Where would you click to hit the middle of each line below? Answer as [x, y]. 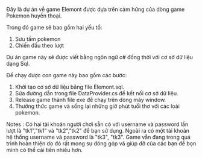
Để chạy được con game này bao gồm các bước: [67, 75]
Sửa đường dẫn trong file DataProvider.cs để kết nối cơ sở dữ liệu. [97, 93]
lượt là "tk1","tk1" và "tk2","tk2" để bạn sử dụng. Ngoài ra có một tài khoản [98, 131]
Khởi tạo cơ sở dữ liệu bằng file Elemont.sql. [70, 87]
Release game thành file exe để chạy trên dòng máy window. [90, 100]
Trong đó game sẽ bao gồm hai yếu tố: [54, 27]
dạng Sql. [18, 64]
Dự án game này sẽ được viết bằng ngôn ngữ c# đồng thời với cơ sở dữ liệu [99, 57]
